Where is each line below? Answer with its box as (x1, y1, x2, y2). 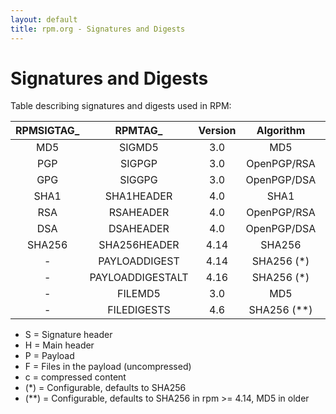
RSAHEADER (108, 206, 170, 220)
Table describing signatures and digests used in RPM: (10, 100, 232, 112)
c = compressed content (24, 371, 127, 383)
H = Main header (24, 339, 95, 351)
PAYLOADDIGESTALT (89, 271, 189, 285)
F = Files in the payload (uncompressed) (24, 361, 192, 373)
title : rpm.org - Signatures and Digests (10, 24, 186, 34)
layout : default (10, 14, 78, 25)
